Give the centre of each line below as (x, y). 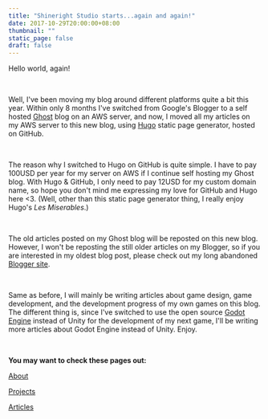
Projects (22, 392)
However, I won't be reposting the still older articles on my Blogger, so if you (134, 247)
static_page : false (41, 38)
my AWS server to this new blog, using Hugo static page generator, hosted (132, 125)
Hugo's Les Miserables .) (49, 207)
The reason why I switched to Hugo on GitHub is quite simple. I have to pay (132, 165)
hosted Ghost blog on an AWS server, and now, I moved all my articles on (129, 116)
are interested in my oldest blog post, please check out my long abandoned (133, 256)
